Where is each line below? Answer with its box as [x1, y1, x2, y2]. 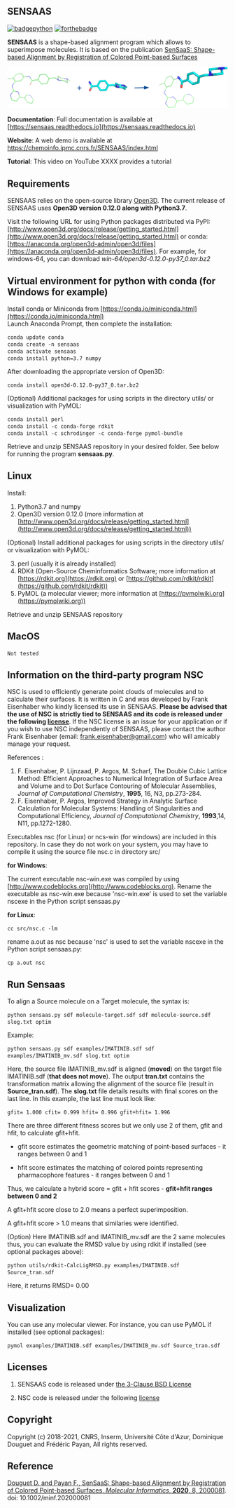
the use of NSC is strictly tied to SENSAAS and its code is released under [7, 710, 223, 719]
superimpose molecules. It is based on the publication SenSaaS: [7, 45, 192, 53]
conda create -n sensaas [7, 340, 80, 348]
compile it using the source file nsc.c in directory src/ [7, 848, 161, 856]
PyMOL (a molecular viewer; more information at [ [17, 589, 162, 597]
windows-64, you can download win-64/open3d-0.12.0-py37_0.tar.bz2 [7, 255, 211, 263]
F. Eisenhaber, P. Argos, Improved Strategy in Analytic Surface [17, 796, 198, 806]
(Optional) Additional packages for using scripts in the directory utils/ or [7, 394, 214, 402]
